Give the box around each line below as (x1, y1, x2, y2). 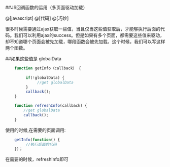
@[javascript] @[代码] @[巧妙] (5, 15, 69, 21)
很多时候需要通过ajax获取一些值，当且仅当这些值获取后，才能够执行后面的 (5, 26, 161, 32)
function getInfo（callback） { (14, 66, 81, 71)
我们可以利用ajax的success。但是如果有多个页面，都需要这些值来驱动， (14, 32, 165, 38)
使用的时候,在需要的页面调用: (5, 127, 66, 133)
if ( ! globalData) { (25, 75, 65, 80)
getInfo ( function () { (14, 137, 60, 142)
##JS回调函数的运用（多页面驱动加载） (5, 5, 88, 10)
